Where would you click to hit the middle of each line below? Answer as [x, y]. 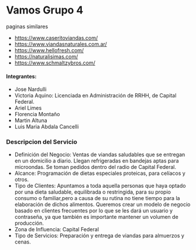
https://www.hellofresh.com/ [49, 50]
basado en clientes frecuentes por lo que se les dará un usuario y [94, 211]
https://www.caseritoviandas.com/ [56, 38]
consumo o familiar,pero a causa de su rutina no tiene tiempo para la [97, 198]
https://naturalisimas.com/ [46, 56]
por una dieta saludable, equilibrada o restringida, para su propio [93, 192]
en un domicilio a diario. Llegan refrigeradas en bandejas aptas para [97, 161]
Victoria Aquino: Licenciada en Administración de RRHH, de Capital [95, 96]
